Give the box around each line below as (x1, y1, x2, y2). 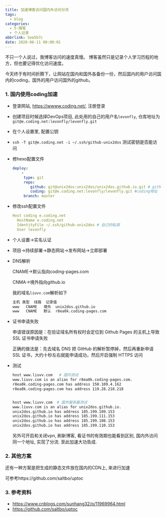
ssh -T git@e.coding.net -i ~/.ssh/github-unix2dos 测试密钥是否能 (12, 139, 153, 145)
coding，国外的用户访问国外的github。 (13, 77, 93, 83)
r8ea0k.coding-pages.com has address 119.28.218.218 (12, 387, 124, 391)
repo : (23, 180, 35, 185)
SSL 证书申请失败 (12, 335, 48, 341)
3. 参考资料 (5, 489, 32, 496)
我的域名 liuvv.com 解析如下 (12, 289, 68, 295)
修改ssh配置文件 (12, 203, 46, 209)
